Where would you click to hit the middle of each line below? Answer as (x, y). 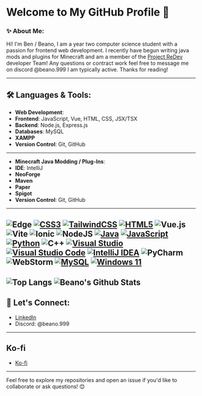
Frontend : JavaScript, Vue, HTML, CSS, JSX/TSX (76, 119)
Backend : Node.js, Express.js (51, 125)
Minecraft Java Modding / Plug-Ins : (60, 162)
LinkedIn (26, 317)
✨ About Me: (25, 31)
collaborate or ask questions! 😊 (46, 386)
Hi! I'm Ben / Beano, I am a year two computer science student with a (92, 44)
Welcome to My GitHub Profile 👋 (88, 12)
